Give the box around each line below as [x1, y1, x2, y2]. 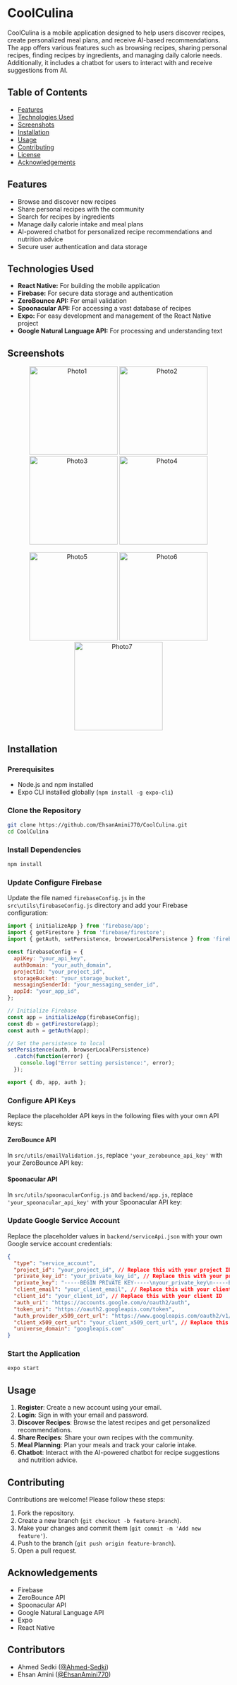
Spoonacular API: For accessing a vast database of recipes [17, 304, 192, 313]
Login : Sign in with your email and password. [17, 1410, 149, 1420]
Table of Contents [7, 86, 88, 98]
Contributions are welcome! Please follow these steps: [7, 1495, 166, 1503]
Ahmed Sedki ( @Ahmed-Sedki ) [17, 1662, 109, 1671]
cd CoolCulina [7, 828, 49, 836]
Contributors [7, 1644, 66, 1656]
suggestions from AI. [7, 66, 68, 74]
